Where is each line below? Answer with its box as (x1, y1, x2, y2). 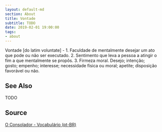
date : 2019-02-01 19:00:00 (5, 25, 59, 30)
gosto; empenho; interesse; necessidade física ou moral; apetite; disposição (5, 62, 157, 68)
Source (5, 109, 28, 117)
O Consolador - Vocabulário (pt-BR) (5, 121, 76, 127)
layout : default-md (5, 7, 44, 12)
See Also (5, 82, 32, 90)
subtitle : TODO (5, 20, 36, 26)
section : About (5, 12, 36, 16)
